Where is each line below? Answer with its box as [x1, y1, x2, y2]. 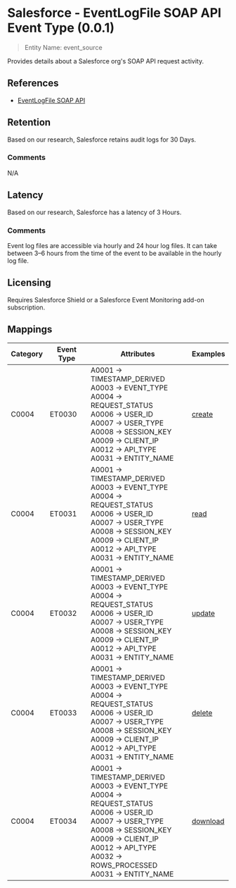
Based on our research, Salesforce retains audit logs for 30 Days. [7, 135, 197, 144]
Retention [7, 116, 51, 128]
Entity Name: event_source [24, 43, 103, 51]
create [192, 409, 213, 419]
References [7, 78, 59, 90]
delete [192, 708, 213, 717]
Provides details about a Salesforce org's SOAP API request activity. [7, 56, 204, 65]
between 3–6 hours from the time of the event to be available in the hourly [7, 249, 222, 257]
